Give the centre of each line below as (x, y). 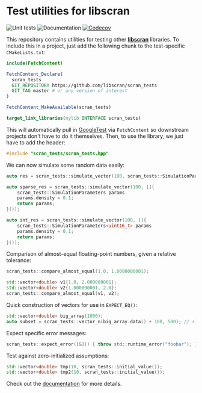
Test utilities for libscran (68, 11)
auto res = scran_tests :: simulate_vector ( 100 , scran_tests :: (84, 176)
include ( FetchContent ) (35, 63)
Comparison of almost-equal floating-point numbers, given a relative (91, 254)
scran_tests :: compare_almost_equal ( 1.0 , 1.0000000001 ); (78, 271)
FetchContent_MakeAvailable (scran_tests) (59, 107)
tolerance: (19, 261)
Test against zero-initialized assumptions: (58, 356)
